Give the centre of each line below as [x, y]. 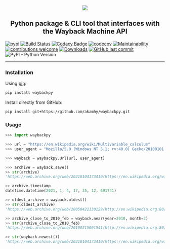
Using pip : [16, 84]
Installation [19, 72]
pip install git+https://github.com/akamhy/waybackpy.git [68, 112]
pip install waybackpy [29, 93]
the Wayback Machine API [85, 32]
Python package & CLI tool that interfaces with [85, 24]
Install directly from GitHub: [34, 102]
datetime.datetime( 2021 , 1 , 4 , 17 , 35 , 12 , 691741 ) [61, 191]
